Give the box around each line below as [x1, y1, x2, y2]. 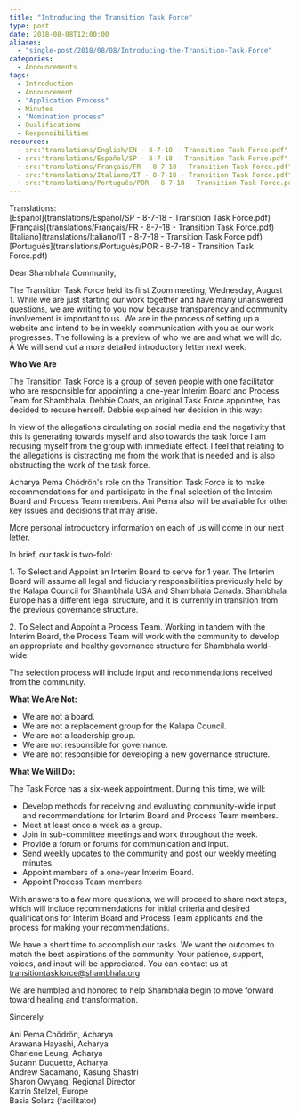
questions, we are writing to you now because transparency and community [9, 304, 288, 314]
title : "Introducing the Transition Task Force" [9, 12, 193, 22]
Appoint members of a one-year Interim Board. [21, 867, 194, 878]
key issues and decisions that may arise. [9, 505, 158, 516]
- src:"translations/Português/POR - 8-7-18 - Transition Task [17, 179, 256, 188]
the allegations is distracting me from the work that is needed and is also [9, 451, 276, 461]
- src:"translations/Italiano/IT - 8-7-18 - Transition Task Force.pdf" [17, 170, 293, 179]
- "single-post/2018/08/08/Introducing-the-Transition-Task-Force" [17, 46, 273, 55]
